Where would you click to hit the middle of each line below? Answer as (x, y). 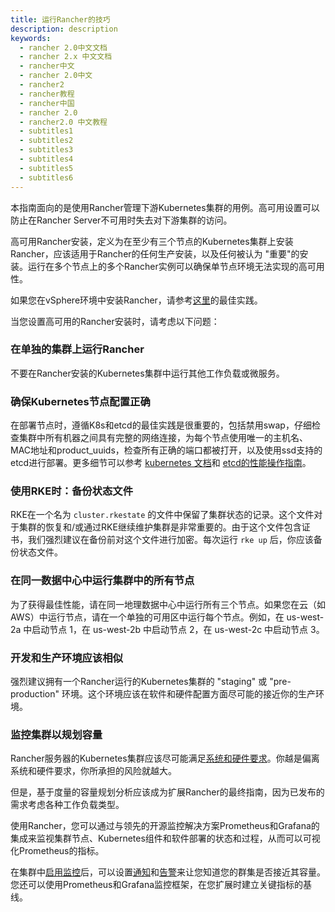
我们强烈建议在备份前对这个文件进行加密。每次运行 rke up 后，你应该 (170, 540)
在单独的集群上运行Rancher (77, 349)
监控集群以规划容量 (56, 734)
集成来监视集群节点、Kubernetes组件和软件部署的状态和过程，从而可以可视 (165, 838)
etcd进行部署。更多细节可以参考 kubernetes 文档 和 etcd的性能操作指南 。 (161, 463)
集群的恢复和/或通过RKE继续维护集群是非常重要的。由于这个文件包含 (160, 527)
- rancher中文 (47, 66)
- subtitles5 (46, 168)
